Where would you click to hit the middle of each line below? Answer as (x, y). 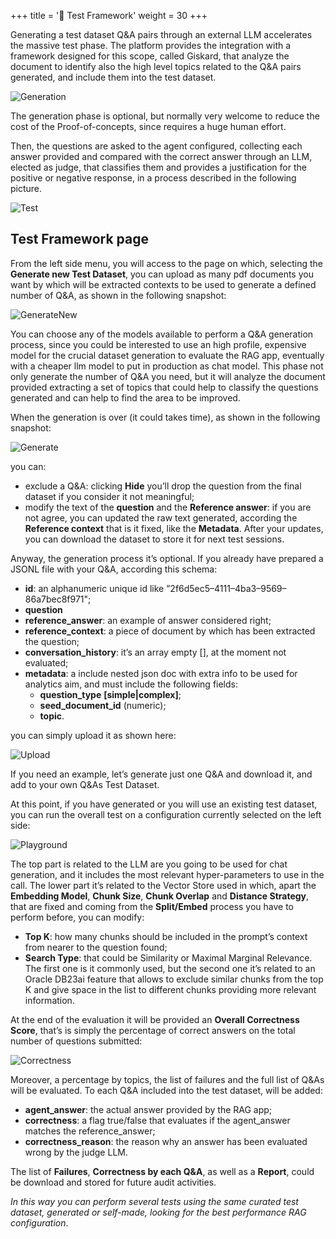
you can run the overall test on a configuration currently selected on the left (166, 814)
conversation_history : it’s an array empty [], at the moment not (155, 652)
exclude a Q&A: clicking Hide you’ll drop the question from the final (163, 486)
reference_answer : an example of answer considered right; (148, 620)
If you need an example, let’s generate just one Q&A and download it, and (161, 774)
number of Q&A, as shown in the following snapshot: (118, 295)
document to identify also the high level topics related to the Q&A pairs (156, 66)
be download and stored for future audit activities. (113, 1182)
